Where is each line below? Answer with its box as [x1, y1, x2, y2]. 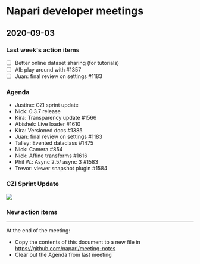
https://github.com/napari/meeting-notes [14, 244, 116, 251]
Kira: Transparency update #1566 [14, 114, 97, 122]
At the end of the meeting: [6, 226, 70, 234]
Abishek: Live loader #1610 [14, 120, 81, 128]
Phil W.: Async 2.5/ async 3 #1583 [14, 159, 99, 166]
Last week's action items [6, 46, 80, 54]
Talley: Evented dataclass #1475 [14, 139, 94, 147]
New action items [6, 207, 58, 216]
